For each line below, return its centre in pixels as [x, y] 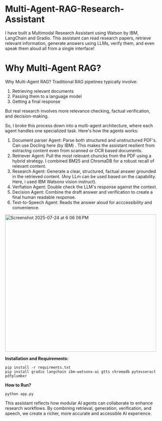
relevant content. [29, 166]
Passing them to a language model [47, 96]
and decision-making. [27, 116]
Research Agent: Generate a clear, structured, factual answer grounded [84, 171]
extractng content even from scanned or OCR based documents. [77, 150]
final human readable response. [44, 197]
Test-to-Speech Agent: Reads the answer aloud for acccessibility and [82, 202]
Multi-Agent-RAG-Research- [65, 9]
